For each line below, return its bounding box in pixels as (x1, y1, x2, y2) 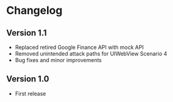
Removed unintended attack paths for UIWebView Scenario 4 (14, 50, 168, 57)
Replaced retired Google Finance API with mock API (14, 43, 144, 51)
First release (14, 90, 46, 97)
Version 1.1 (6, 28, 47, 38)
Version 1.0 (6, 74, 49, 84)
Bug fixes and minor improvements (14, 57, 102, 63)
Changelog (6, 4, 63, 18)
